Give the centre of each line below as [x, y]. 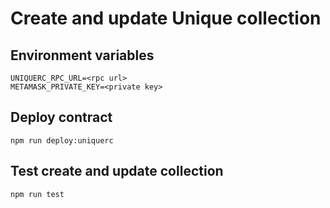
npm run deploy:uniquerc [62, 140]
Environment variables [82, 55]
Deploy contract [61, 117]
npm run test [37, 194]
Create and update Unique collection [166, 18]
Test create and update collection [117, 171]
